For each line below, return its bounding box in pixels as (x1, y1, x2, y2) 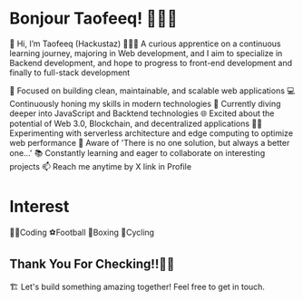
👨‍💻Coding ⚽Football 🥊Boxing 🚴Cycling (9, 227, 155, 238)
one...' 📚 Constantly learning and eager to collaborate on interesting (9, 147, 266, 158)
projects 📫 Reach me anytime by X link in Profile (9, 160, 192, 171)
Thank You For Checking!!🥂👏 (9, 257, 175, 272)
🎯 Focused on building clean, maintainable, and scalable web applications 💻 (9, 85, 296, 96)
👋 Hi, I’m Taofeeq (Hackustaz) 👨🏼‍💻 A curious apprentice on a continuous (9, 38, 281, 49)
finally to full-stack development (9, 67, 131, 78)
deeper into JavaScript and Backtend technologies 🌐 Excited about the (9, 108, 275, 119)
